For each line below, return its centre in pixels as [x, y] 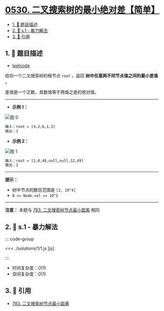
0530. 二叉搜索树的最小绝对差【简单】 [82, 10]
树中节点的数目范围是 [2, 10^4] [44, 190]
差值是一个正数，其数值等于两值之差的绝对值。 [52, 92]
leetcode [21, 65]
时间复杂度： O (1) [29, 268]
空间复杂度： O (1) [29, 274]
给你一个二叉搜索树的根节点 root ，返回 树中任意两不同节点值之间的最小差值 [82, 76]
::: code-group [19, 239]
